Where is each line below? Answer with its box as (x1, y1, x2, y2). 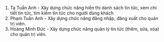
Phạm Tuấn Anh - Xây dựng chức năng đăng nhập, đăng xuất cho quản (10, 15, 158, 21)
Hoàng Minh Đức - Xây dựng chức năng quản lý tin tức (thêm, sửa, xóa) (10, 26, 159, 32)
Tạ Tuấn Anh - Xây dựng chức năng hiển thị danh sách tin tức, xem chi (10, 5, 157, 10)
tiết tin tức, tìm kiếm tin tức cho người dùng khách (10, 10, 114, 16)
